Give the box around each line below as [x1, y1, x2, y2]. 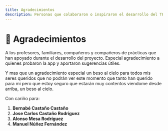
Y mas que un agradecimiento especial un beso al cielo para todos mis [5, 70, 151, 76]
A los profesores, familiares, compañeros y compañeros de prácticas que [5, 50, 156, 56]
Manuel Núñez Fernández [12, 121, 67, 127]
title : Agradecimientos [5, 7, 55, 12]
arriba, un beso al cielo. [5, 86, 54, 92]
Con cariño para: [5, 96, 40, 102]
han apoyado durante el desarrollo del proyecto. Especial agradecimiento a [5, 55, 160, 61]
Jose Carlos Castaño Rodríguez [12, 111, 80, 117]
